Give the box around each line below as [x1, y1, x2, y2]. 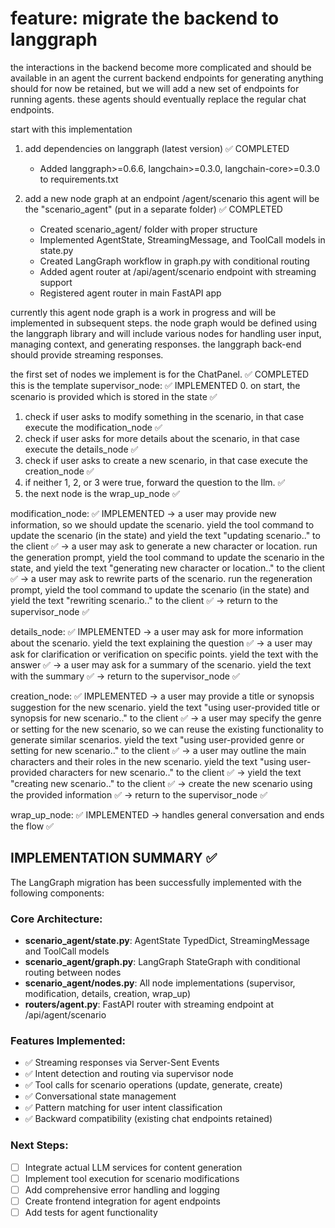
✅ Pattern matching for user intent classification [24, 1102, 223, 1114]
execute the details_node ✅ [24, 443, 139, 455]
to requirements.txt [39, 173, 119, 185]
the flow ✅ [10, 820, 54, 832]
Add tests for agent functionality [24, 1206, 158, 1218]
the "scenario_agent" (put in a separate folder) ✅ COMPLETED [24, 203, 283, 215]
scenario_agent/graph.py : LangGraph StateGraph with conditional [24, 956, 301, 968]
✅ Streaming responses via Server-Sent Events [24, 1057, 220, 1069]
